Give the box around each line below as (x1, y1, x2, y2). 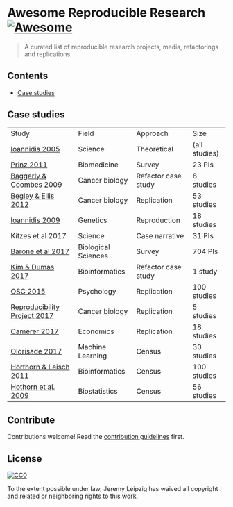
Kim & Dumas (10, 262, 55, 272)
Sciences (78, 251, 109, 260)
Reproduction (136, 215, 180, 225)
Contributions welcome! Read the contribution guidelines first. (7, 433, 184, 441)
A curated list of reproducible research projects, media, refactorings (24, 42, 219, 51)
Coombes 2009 (10, 179, 62, 189)
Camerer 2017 (10, 326, 59, 336)
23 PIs (192, 160, 214, 169)
